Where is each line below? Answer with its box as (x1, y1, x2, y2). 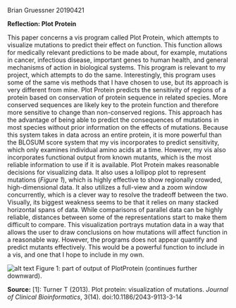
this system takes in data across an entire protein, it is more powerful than (7, 130, 222, 139)
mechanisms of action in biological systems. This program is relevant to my (7, 63, 226, 71)
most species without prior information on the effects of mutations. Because (7, 123, 229, 131)
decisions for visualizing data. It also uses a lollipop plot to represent (7, 168, 206, 176)
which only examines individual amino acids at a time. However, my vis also (7, 146, 227, 154)
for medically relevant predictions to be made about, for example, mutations (7, 49, 228, 56)
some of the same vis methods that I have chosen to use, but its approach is (7, 78, 229, 87)
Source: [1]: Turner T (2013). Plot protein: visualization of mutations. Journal (7, 285, 229, 293)
